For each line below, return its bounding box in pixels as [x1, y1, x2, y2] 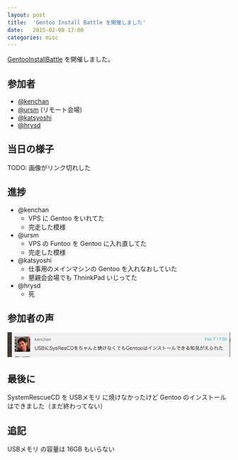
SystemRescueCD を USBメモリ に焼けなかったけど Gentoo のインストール [7, 393, 227, 402]
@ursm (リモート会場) [17, 106, 83, 114]
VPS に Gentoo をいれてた [28, 213, 105, 223]
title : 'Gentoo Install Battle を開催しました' [7, 18, 147, 26]
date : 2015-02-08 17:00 [7, 26, 84, 33]
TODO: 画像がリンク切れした [7, 163, 91, 172]
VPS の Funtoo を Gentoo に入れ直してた [28, 239, 147, 247]
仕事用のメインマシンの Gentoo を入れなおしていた [28, 264, 178, 273]
